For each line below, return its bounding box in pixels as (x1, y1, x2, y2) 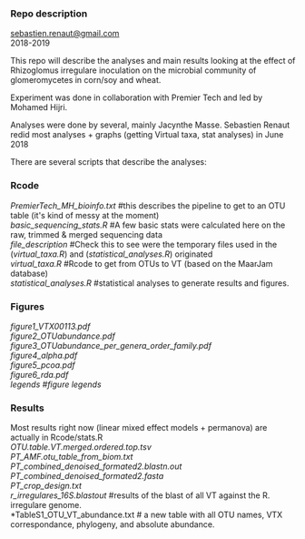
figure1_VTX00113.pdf (10, 320, 91, 331)
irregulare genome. (10, 500, 83, 511)
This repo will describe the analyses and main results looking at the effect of (10, 56, 296, 66)
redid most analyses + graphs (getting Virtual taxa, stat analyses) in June (10, 129, 284, 140)
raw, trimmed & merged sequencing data (10, 229, 162, 239)
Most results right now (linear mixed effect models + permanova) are (10, 422, 268, 433)
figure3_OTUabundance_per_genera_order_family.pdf (10, 340, 212, 351)
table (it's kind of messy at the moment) (10, 209, 160, 220)
